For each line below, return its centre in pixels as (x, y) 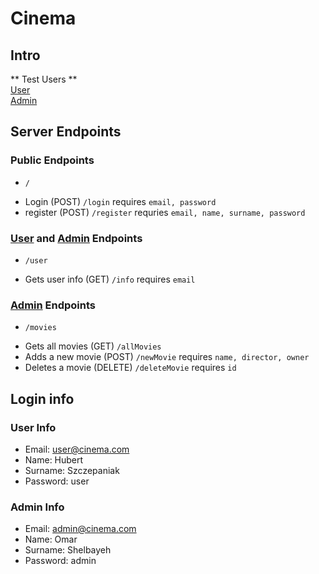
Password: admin (60, 561)
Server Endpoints (66, 132)
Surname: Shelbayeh (68, 550)
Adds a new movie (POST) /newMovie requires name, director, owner (167, 357)
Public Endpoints (52, 160)
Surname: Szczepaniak (72, 470)
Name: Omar (51, 539)
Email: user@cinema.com (77, 449)
